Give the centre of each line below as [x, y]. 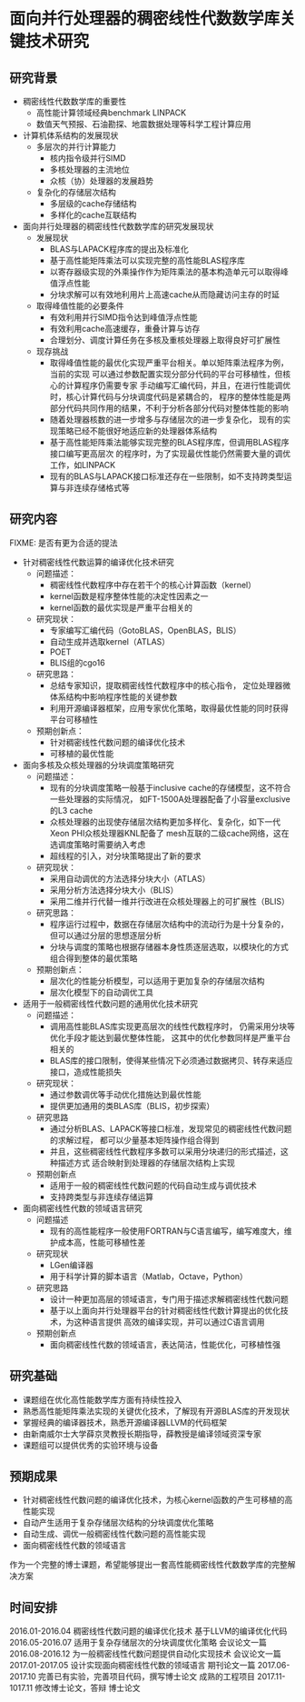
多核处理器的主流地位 [89, 170]
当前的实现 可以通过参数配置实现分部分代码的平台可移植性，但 [166, 374]
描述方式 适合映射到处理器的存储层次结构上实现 [147, 1162]
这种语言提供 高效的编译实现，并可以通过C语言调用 [169, 1322]
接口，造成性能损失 [86, 1071]
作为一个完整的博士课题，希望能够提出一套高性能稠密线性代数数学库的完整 [148, 1565]
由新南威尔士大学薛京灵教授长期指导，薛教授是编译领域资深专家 [142, 1434]
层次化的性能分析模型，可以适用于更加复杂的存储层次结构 [157, 981]
